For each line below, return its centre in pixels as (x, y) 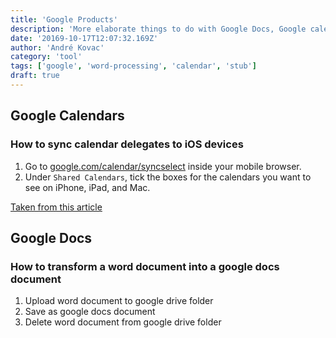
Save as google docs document (90, 312)
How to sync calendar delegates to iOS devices (127, 144)
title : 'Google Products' (64, 19)
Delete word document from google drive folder (123, 322)
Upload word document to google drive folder (119, 301)
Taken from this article (56, 207)
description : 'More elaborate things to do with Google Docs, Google (158, 29)
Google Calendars (67, 116)
